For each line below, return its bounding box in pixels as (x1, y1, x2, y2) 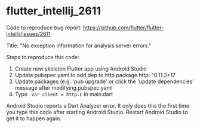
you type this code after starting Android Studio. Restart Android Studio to (6, 108, 188, 115)
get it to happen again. (6, 115, 61, 122)
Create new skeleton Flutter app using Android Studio (14, 65, 147, 72)
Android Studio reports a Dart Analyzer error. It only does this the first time (6, 102, 190, 109)
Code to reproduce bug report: (6, 24, 82, 31)
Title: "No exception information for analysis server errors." (6, 42, 152, 49)
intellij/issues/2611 (6, 30, 51, 37)
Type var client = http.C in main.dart (14, 90, 113, 97)
